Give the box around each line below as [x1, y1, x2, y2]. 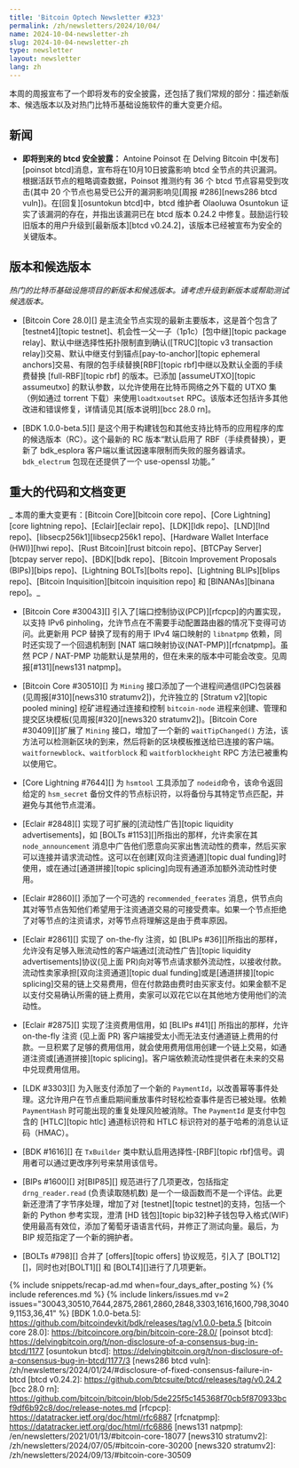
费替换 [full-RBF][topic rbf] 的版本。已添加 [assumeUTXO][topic [21, 370, 256, 381]
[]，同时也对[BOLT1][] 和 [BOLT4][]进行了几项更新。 [21, 1262, 211, 1272]
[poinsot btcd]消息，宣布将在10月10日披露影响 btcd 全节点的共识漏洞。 [21, 164, 282, 174]
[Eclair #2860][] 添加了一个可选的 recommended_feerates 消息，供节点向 [21, 893, 284, 903]
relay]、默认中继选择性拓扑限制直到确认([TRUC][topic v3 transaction [21, 337, 273, 348]
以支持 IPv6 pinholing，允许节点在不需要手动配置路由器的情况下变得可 [21, 617, 279, 628]
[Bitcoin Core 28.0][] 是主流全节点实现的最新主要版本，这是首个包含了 [21, 315, 279, 325]
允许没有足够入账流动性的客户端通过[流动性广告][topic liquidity [21, 945, 251, 956]
